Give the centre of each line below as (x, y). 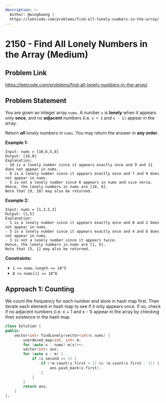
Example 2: (17, 200)
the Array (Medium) (47, 54)
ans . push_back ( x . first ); (75, 368)
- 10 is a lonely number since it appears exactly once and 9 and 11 (79, 165)
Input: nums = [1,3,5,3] (31, 210)
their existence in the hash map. (38, 317)
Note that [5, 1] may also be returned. (48, 249)
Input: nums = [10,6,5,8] (32, 152)
